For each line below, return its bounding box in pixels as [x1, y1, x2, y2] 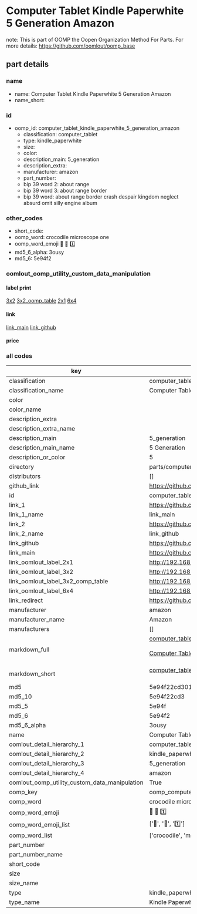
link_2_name [9, 530, 44, 538]
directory [9, 463, 34, 471]
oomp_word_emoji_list [9, 821, 70, 829]
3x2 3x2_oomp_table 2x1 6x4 [6, 297, 77, 304]
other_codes [6, 214, 43, 222]
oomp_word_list [9, 831, 53, 839]
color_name [9, 405, 42, 414]
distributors [9, 472, 41, 480]
